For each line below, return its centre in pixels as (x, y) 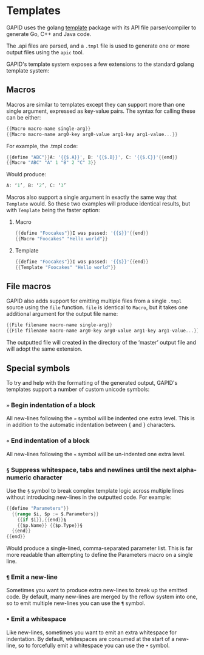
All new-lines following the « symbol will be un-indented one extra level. (96, 454)
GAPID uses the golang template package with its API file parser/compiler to (101, 27)
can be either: (24, 117)
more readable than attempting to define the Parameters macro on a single (100, 555)
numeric (19, 478)
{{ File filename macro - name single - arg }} (59, 325)
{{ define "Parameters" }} (38, 508)
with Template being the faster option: (53, 210)
